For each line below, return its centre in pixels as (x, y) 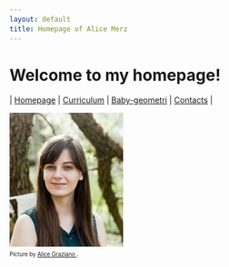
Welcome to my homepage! (115, 75)
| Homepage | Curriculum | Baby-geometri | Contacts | (111, 100)
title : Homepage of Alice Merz (69, 29)
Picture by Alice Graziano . (44, 254)
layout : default (40, 19)
